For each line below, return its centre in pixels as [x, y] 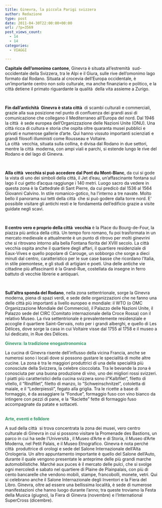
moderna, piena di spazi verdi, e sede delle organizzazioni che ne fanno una [81, 298]
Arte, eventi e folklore [27, 419]
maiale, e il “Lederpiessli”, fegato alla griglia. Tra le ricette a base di [72, 389]
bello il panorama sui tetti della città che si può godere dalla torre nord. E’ [78, 198]
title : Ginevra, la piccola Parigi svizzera [51, 9]
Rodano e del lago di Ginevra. [34, 154]
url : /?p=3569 [19, 28]
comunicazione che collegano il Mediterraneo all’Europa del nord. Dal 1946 [80, 118]
